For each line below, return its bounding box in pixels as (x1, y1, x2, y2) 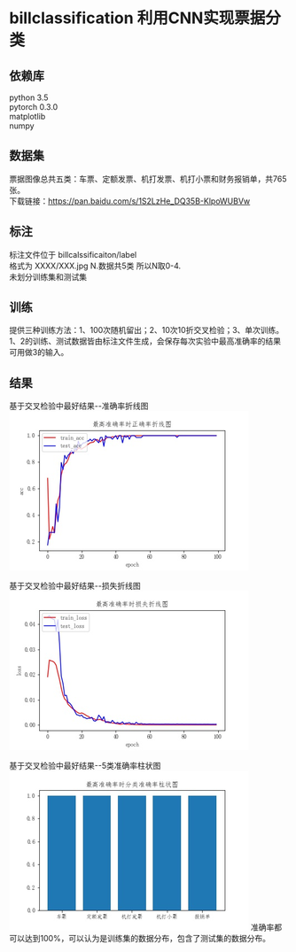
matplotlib (9, 112, 46, 121)
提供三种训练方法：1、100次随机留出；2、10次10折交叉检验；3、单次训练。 (9, 325, 284, 336)
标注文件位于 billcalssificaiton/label (9, 249, 137, 259)
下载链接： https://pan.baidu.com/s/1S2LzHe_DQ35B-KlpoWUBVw (9, 196, 251, 206)
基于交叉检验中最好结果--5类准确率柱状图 (9, 761, 161, 771)
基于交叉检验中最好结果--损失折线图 (9, 581, 141, 592)
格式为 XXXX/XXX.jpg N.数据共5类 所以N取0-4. (9, 260, 182, 271)
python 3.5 (9, 92, 49, 103)
